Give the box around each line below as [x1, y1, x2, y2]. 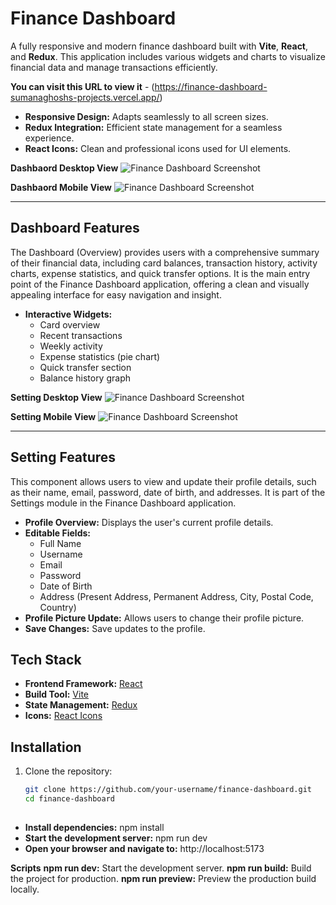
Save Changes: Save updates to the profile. [24, 622, 206, 634]
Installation [10, 738, 82, 756]
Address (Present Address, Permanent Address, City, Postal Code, [39, 590, 314, 602]
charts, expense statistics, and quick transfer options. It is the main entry [10, 267, 311, 279]
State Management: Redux [24, 699, 138, 711]
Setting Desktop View [10, 391, 103, 403]
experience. [24, 132, 75, 144]
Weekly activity [39, 340, 103, 352]
